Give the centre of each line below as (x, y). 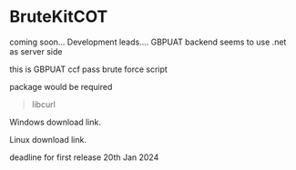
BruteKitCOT (59, 17)
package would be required (61, 86)
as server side (36, 51)
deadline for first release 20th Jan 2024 (84, 157)
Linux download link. (48, 139)
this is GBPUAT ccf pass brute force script (89, 69)
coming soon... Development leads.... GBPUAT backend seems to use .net (148, 42)
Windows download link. (56, 122)
